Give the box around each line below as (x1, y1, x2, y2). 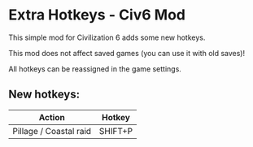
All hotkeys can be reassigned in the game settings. (8, 63, 181, 74)
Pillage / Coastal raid (12, 125, 92, 136)
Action (38, 111, 65, 123)
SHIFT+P (98, 125, 133, 136)
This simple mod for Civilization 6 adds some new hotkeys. (8, 32, 206, 42)
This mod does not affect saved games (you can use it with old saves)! (8, 48, 246, 58)
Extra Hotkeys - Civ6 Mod (8, 6, 185, 24)
